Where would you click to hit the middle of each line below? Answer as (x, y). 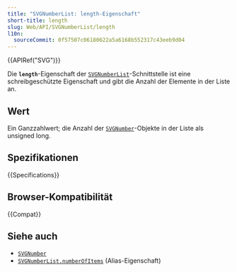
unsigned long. (29, 136)
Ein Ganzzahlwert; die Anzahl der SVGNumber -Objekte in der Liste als (105, 128)
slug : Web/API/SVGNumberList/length (61, 27)
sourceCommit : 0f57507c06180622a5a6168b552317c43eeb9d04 (99, 40)
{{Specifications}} (34, 175)
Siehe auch (33, 236)
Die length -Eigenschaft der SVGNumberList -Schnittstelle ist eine (99, 74)
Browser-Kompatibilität (60, 197)
